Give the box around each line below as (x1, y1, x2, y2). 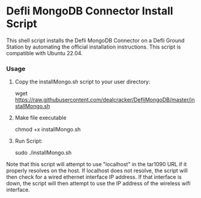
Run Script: (14, 137, 43, 145)
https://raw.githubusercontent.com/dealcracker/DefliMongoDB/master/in (14, 96, 195, 103)
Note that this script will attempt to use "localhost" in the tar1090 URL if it (6, 161, 187, 168)
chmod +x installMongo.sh (14, 126, 81, 133)
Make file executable (14, 114, 67, 121)
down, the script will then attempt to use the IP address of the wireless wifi (6, 180, 191, 187)
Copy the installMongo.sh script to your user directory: (14, 78, 151, 85)
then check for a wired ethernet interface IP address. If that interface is (6, 173, 182, 181)
